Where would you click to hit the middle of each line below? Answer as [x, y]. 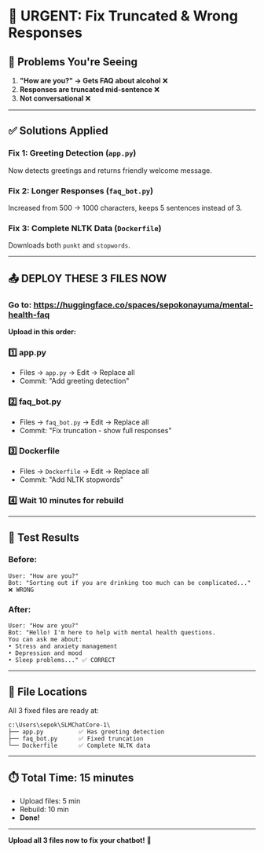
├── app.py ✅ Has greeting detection [86, 732]
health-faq [29, 314]
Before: [23, 560]
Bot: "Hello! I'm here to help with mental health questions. [112, 633]
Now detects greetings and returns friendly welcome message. [110, 170]
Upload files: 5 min [50, 800]
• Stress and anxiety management [63, 647]
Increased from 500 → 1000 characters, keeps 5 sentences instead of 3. [125, 208]
